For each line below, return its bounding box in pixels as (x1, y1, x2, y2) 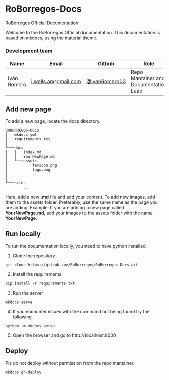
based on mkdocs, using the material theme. (5, 35, 98, 41)
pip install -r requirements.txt (5, 281, 75, 286)
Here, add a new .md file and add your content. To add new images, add (5, 194, 155, 200)
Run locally (5, 230, 41, 238)
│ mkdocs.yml (5, 132, 37, 137)
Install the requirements (12, 271, 62, 277)
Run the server (12, 290, 44, 296)
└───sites (5, 180, 26, 186)
